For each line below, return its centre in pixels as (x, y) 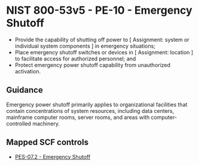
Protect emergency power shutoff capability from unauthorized (93, 65)
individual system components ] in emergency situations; (85, 46)
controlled (19, 124)
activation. (27, 71)
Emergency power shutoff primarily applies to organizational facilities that (97, 104)
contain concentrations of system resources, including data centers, (90, 110)
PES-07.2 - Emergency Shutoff (53, 156)
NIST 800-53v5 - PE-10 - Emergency (99, 10)
